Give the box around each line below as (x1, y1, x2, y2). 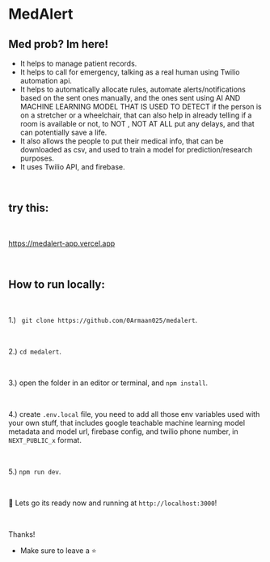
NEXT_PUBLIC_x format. (8, 435, 82, 444)
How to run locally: (8, 277, 105, 292)
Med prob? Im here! (8, 37, 109, 51)
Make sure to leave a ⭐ (19, 545, 97, 556)
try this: (8, 201, 49, 215)
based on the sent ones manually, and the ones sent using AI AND (19, 93, 241, 102)
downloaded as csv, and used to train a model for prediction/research (19, 145, 253, 154)
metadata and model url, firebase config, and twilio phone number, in (8, 427, 238, 436)
